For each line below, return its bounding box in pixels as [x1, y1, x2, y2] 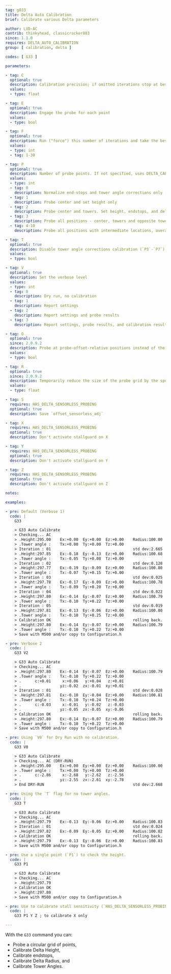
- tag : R [5, 364, 24, 369]
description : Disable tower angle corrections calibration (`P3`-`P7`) [10, 246, 165, 252]
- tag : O [5, 331, 24, 337]
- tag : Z [5, 467, 24, 472]
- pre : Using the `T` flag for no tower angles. [5, 791, 110, 796]
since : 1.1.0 [5, 36, 33, 41]
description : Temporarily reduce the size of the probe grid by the [10, 378, 158, 383]
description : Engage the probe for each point [10, 110, 110, 115]
